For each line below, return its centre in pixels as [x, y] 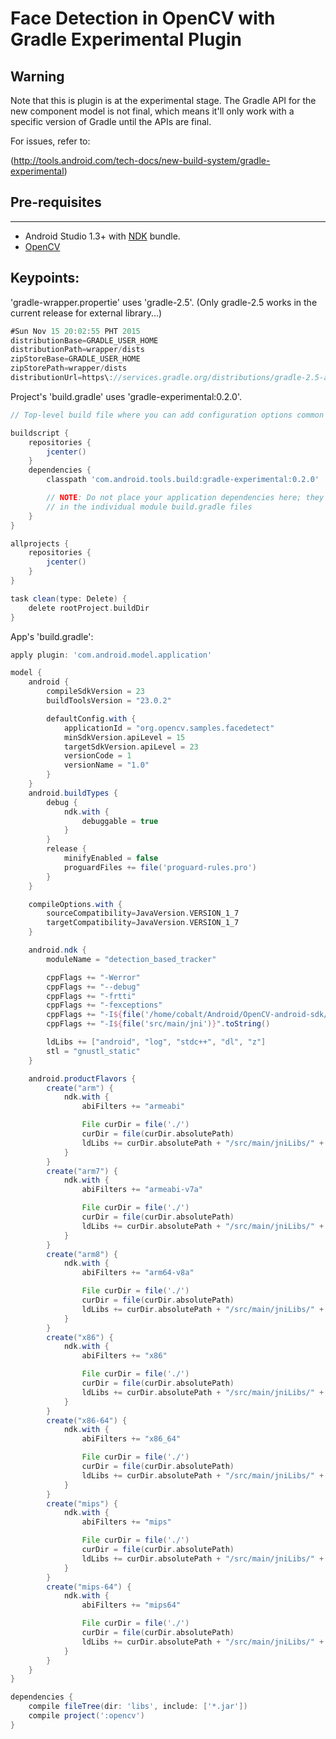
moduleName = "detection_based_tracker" [131, 959]
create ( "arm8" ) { [82, 1254]
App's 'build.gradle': [52, 636]
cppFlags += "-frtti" [91, 996]
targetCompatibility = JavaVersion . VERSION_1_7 [143, 923]
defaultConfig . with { [91, 718]
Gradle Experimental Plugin [126, 39]
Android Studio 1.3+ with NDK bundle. [102, 236]
